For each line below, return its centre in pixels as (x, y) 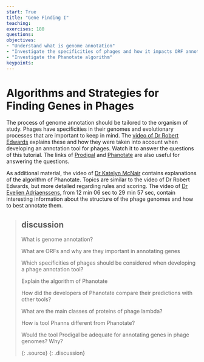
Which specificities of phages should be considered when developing (108, 263)
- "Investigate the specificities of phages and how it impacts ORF (95, 52)
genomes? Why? (42, 341)
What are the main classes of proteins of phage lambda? (92, 312)
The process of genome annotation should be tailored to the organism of (97, 123)
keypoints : (20, 63)
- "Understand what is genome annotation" (61, 46)
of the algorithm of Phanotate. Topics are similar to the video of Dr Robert (98, 179)
